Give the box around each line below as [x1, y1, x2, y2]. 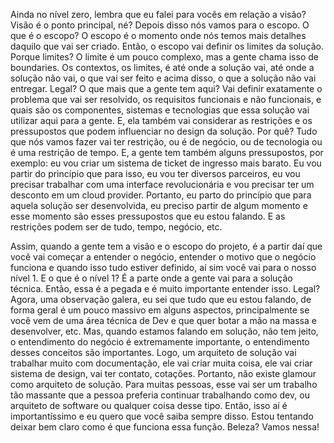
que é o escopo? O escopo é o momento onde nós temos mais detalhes [10, 30, 307, 41]
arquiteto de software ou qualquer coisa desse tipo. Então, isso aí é [10, 400, 288, 411]
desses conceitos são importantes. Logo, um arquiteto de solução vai [10, 347, 297, 358]
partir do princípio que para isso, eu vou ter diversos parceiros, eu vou [10, 168, 301, 179]
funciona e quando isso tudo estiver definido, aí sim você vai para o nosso [10, 262, 317, 273]
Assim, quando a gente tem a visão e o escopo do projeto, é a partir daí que [10, 240, 323, 252]
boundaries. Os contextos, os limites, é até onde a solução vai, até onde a [10, 62, 315, 73]
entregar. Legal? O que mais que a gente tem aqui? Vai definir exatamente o [10, 83, 323, 94]
